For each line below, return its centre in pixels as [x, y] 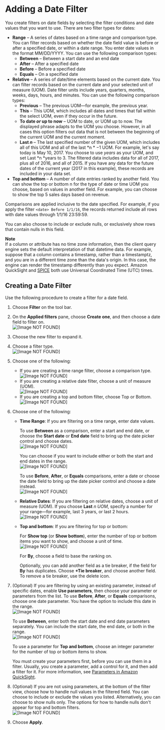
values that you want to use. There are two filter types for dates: [70, 28]
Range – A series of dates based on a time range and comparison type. [84, 37]
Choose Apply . [28, 722]
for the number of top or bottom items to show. [60, 652]
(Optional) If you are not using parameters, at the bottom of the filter [82, 686]
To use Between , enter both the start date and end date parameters [81, 621]
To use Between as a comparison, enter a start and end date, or [84, 431]
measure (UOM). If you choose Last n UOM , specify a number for [86, 506]
